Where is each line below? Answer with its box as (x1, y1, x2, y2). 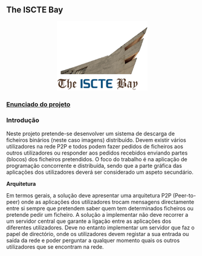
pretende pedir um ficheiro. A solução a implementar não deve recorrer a (6, 211, 189, 218)
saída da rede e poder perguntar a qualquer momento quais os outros (6, 237, 180, 244)
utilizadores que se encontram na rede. (6, 243, 104, 250)
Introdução (6, 116, 39, 124)
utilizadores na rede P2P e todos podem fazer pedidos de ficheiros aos (6, 142, 183, 150)
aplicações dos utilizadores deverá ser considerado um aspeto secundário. (6, 168, 194, 176)
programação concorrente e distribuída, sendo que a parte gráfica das (6, 162, 183, 169)
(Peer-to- (172, 191, 197, 199)
